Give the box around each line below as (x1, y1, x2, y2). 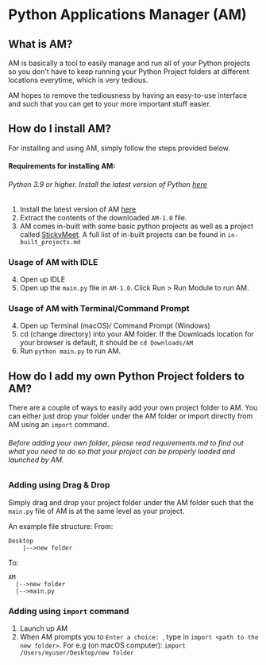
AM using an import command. (8, 420, 110, 430)
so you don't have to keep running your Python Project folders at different (8, 67, 250, 76)
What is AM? (8, 37, 73, 51)
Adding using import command (8, 605, 129, 616)
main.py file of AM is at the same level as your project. (8, 506, 185, 515)
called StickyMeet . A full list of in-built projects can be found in (19, 229, 226, 239)
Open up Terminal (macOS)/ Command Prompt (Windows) (19, 321, 210, 331)
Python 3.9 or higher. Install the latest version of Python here (8, 180, 208, 189)
